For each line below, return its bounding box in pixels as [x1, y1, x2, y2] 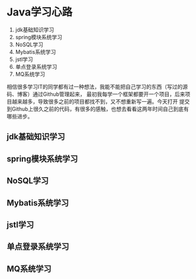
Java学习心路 [7, 5, 73, 19]
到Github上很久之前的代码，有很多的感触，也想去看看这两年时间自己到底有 [7, 105, 189, 113]
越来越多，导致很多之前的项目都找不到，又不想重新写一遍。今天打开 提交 [11, 98, 190, 105]
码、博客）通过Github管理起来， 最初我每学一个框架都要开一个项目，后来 [7, 90, 185, 98]
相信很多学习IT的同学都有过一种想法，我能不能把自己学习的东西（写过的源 [7, 83, 188, 90]
